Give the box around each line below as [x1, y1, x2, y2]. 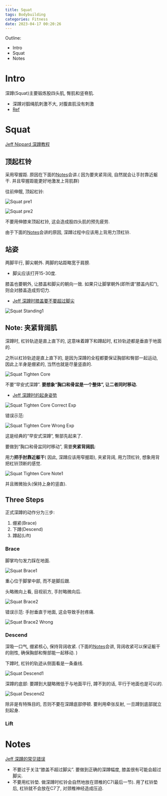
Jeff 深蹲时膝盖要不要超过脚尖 [12, 298, 75, 304]
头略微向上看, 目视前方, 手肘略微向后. [5, 588, 81, 594]
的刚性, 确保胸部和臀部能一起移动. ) [5, 650, 78, 656]
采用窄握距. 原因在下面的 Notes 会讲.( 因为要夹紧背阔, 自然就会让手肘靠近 [5, 171, 153, 177]
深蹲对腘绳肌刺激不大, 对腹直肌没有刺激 [12, 101, 94, 107]
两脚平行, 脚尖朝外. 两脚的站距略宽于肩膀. [5, 259, 90, 266]
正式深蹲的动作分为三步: [5, 509, 55, 515]
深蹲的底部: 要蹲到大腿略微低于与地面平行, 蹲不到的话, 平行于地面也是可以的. [5, 680, 163, 687]
